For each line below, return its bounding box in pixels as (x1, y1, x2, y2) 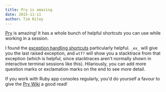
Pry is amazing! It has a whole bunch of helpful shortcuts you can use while (5, 30, 161, 36)
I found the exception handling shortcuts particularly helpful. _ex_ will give (5, 45, 158, 51)
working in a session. (5, 35, 49, 41)
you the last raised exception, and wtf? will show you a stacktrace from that (5, 50, 161, 56)
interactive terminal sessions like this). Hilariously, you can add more (5, 61, 146, 67)
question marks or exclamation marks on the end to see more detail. (5, 66, 145, 72)
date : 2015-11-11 (5, 12, 41, 17)
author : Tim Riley (5, 16, 43, 21)
